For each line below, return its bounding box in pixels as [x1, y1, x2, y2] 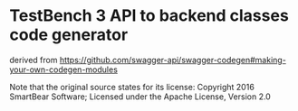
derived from [9, 54, 58, 65]
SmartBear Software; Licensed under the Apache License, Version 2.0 [9, 91, 272, 102]
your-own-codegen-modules [9, 64, 118, 75]
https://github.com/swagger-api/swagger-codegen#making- [59, 54, 287, 65]
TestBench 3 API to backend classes [9, 5, 290, 26]
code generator [9, 24, 129, 45]
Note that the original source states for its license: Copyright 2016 [9, 81, 255, 92]
